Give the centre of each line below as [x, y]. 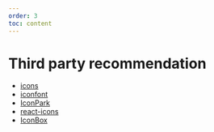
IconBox [34, 120]
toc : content [30, 23]
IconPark [35, 103]
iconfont [34, 95]
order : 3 [23, 16]
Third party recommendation [107, 64]
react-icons [39, 112]
